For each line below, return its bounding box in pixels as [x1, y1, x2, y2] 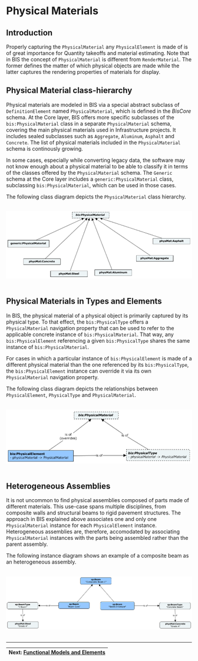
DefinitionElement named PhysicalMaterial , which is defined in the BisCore [6, 108, 192, 115]
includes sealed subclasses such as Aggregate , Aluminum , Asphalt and [6, 132, 175, 139]
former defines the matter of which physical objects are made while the [6, 62, 180, 69]
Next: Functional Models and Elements [8, 649, 105, 656]
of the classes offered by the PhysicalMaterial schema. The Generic [6, 169, 173, 176]
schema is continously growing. [6, 145, 84, 152]
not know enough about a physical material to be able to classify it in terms [6, 162, 189, 170]
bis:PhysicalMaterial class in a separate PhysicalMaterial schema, [6, 120, 172, 127]
